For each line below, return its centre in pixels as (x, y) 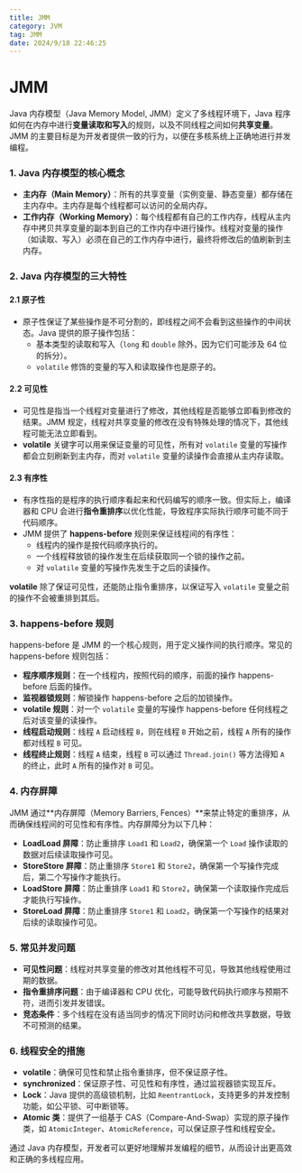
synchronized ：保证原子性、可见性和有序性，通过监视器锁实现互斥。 (151, 1084)
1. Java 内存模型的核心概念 (67, 173)
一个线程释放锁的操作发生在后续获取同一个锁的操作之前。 (142, 557)
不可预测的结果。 (54, 1025)
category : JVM (36, 26)
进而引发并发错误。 (74, 1002)
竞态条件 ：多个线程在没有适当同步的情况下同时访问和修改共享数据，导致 (156, 1014)
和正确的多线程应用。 (49, 1159)
